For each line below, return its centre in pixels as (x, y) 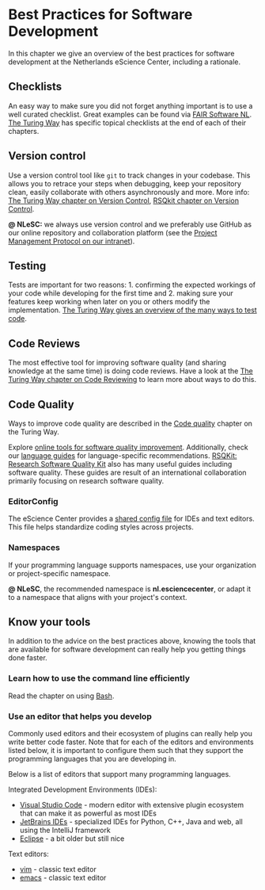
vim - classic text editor (58, 869)
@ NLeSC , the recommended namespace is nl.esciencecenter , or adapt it (130, 589)
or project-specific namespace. (59, 573)
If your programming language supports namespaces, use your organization (132, 565)
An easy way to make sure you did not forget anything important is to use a (131, 105)
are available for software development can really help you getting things (127, 649)
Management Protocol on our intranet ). (72, 241)
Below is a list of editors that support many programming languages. (119, 774)
